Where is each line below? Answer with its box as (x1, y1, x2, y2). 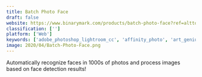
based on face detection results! (6, 65, 87, 72)
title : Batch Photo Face (6, 8, 69, 15)
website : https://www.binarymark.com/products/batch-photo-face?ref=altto (6, 20, 198, 26)
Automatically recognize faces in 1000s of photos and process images (6, 58, 180, 66)
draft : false (6, 14, 39, 20)
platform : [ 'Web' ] (6, 31, 52, 37)
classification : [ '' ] (6, 25, 61, 32)
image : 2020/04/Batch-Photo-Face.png (6, 43, 101, 49)
